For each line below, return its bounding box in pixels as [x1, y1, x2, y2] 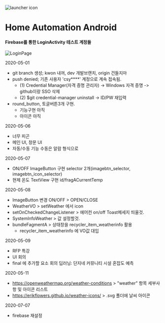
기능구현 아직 [19, 107, 45, 113]
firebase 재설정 [12, 313, 43, 319]
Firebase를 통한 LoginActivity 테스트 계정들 [5, 39, 92, 45]
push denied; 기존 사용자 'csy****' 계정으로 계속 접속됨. [12, 76, 122, 82]
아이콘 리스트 [23, 287, 48, 292]
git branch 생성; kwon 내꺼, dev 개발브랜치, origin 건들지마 [12, 70, 127, 76]
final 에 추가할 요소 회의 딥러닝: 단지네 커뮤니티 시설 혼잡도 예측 [12, 260, 134, 266]
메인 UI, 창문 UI [12, 140, 42, 145]
